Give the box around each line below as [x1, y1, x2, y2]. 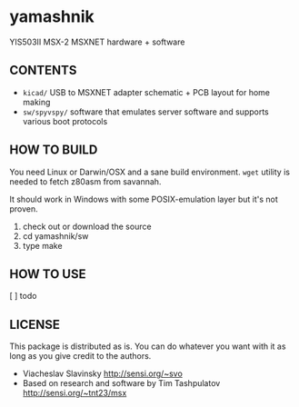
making [22, 96, 51, 107]
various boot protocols [22, 115, 108, 126]
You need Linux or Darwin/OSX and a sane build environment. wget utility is [9, 166, 291, 177]
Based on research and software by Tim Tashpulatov [22, 378, 221, 389]
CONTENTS [9, 63, 77, 78]
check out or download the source [22, 221, 152, 232]
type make [22, 240, 63, 251]
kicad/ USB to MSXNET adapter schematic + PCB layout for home [22, 86, 271, 97]
